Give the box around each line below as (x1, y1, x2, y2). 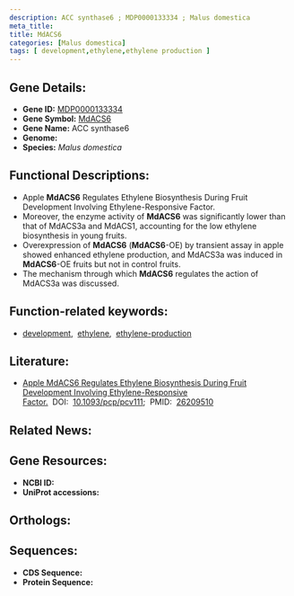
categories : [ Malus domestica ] (9, 38, 126, 48)
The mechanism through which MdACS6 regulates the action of (22, 268, 259, 279)
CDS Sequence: (22, 567, 83, 578)
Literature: (9, 353, 70, 369)
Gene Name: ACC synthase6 (22, 122, 130, 133)
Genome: (22, 132, 58, 143)
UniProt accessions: (22, 486, 100, 497)
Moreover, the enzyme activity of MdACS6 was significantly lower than (22, 210, 286, 221)
